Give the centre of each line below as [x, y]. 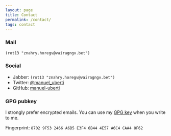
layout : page [19, 10]
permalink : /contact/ [28, 20]
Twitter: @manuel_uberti [38, 82]
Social [13, 66]
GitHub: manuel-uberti [36, 88]
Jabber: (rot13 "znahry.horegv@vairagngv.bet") [64, 77]
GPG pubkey [21, 101]
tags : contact [20, 24]
